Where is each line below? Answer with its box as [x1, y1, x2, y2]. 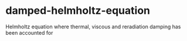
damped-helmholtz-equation [5, 4, 151, 17]
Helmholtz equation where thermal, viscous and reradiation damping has [5, 23, 181, 30]
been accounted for [5, 29, 53, 36]
